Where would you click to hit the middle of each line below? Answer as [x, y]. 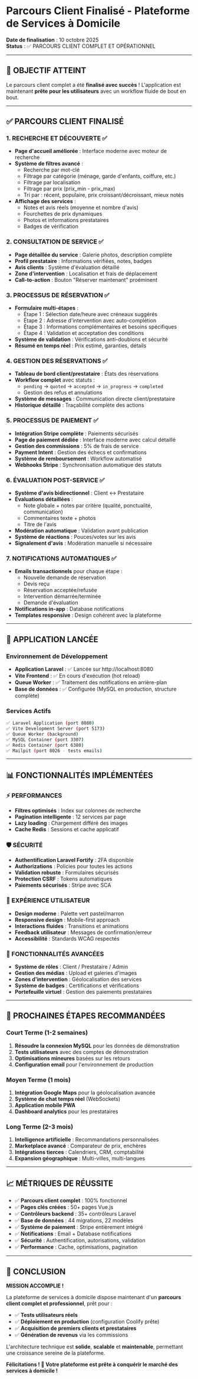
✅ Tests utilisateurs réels [46, 1315]
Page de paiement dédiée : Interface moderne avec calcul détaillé [95, 440]
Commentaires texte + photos [60, 518]
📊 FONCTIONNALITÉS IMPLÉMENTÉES [80, 775]
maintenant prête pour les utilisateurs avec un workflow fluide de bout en [96, 91]
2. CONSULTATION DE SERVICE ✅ [55, 242]
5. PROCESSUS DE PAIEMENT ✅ [52, 421]
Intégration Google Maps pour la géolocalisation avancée [85, 1093]
